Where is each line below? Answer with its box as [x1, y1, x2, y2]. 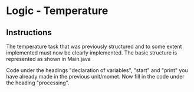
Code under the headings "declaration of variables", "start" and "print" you [6, 67, 189, 74]
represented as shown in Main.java [6, 56, 91, 62]
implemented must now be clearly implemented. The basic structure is [6, 49, 177, 56]
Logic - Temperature [6, 4, 108, 18]
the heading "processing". [6, 79, 70, 86]
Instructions [6, 28, 52, 38]
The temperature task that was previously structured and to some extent [6, 43, 182, 50]
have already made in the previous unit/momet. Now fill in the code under [6, 73, 185, 80]
